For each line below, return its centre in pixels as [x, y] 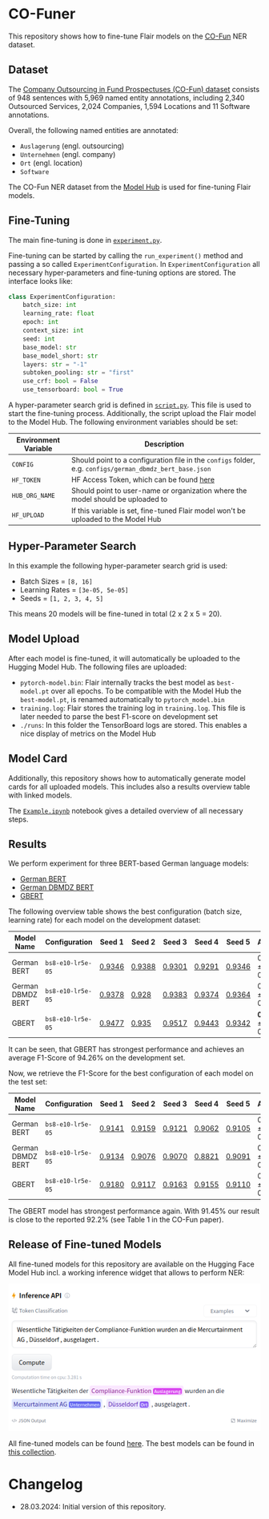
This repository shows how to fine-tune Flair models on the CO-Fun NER [128, 36]
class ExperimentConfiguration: [62, 297]
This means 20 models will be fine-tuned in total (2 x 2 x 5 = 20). [115, 613]
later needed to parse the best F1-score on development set [119, 716]
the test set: [28, 1082]
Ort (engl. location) [51, 163]
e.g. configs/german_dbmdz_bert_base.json [141, 468]
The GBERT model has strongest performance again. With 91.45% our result [134, 1210]
